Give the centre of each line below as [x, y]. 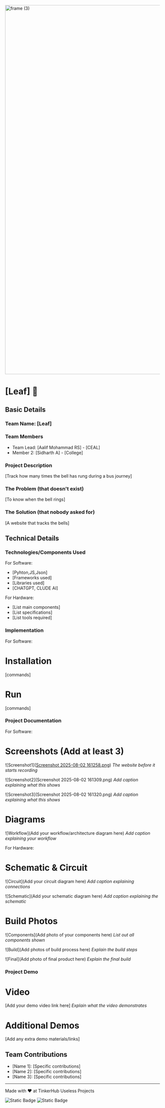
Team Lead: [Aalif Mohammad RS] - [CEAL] [56, 447]
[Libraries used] [28, 583]
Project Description [29, 465]
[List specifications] [32, 612]
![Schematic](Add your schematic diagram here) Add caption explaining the [82, 896]
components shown [25, 940]
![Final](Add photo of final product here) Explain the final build [68, 959]
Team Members [24, 437]
